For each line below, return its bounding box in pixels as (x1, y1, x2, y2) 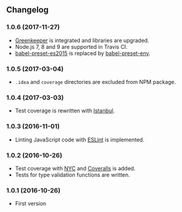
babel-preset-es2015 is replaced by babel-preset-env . (15, 50, 151, 57)
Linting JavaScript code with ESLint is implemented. (15, 136, 145, 143)
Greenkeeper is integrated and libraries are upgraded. (15, 36, 149, 44)
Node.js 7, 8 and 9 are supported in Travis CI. (15, 43, 128, 50)
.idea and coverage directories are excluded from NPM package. (15, 78, 177, 85)
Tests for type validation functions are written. (15, 171, 130, 178)
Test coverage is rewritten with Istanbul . (15, 107, 115, 114)
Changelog (6, 5, 49, 15)
